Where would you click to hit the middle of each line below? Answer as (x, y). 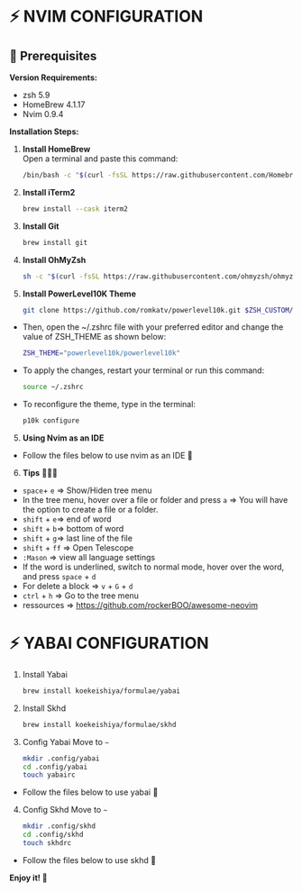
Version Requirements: (53, 77)
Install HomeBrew (56, 149)
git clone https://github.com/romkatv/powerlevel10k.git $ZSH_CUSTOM (156, 310)
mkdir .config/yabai (61, 758)
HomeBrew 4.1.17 (54, 105)
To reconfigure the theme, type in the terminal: (109, 405)
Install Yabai (45, 674)
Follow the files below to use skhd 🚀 (89, 860)
